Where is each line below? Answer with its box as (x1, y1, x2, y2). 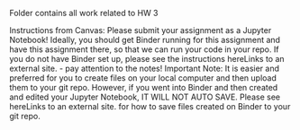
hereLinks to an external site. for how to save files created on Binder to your (9, 101, 291, 111)
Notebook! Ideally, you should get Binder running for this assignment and (9, 35, 281, 45)
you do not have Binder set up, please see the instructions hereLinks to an (9, 54, 286, 64)
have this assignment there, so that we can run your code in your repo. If (9, 44, 279, 55)
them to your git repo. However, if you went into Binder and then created (9, 82, 278, 92)
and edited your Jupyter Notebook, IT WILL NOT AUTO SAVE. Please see (9, 91, 281, 102)
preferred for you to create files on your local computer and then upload (9, 73, 277, 83)
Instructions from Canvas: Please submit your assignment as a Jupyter (9, 25, 272, 35)
